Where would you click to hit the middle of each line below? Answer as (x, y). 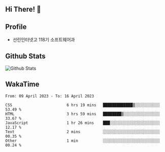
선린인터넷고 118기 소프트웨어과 (44, 40)
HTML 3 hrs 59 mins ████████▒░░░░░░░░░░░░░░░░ (82, 114)
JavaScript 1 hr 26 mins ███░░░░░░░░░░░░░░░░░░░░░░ (82, 123)
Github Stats (25, 56)
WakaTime (22, 84)
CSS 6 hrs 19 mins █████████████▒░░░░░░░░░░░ (82, 105)
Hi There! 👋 (23, 9)
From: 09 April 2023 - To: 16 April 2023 (50, 96)
